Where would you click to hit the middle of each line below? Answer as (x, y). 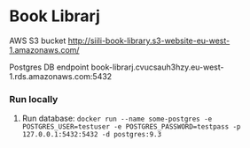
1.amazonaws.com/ (44, 49)
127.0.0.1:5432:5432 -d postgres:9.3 (92, 135)
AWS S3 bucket (38, 41)
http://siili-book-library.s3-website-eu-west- (149, 41)
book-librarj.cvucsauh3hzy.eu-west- (157, 67)
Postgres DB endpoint (49, 67)
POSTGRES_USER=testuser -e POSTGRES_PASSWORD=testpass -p (131, 127)
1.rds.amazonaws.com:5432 (61, 76)
